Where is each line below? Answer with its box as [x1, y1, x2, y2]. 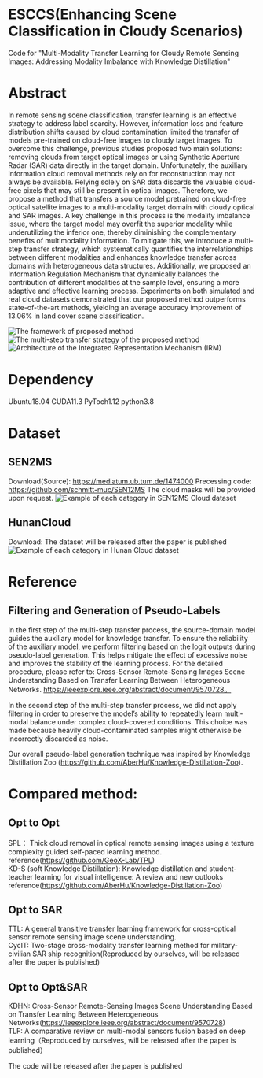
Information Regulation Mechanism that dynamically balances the [8, 269, 220, 279]
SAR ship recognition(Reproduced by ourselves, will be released [32, 949, 241, 958]
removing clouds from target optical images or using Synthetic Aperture [8, 152, 241, 161]
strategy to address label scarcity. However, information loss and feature [8, 118, 243, 128]
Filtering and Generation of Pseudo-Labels [8, 604, 221, 617]
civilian [8, 949, 31, 958]
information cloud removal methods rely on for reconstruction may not [8, 169, 236, 178]
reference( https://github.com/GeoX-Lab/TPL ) [8, 855, 155, 865]
